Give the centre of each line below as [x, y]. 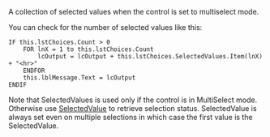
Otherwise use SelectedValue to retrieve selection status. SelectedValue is [133, 108]
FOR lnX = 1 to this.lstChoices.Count [88, 49]
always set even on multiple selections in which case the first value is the [131, 117]
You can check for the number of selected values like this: [105, 27]
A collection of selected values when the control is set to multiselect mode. [134, 12]
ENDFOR [34, 71]
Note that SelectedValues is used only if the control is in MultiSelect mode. [133, 100]
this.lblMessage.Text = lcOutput [79, 78]
